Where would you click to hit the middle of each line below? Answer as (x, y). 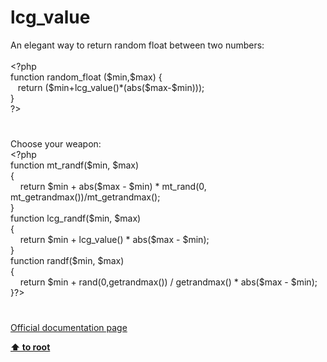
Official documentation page (69, 328)
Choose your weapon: (56, 144)
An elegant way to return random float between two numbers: (137, 45)
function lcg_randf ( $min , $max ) (76, 218)
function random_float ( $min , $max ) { (86, 77)
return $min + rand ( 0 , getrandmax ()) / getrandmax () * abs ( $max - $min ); (168, 282)
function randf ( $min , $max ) (67, 261)
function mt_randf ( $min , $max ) (75, 165)
